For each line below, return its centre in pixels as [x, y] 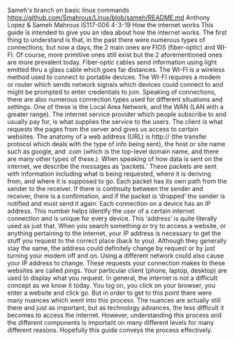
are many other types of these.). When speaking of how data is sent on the [115, 159]
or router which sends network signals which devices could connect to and [115, 84]
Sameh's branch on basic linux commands [68, 10]
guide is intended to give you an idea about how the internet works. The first [117, 32]
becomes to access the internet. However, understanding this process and [115, 315]
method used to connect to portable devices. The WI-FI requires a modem [114, 77]
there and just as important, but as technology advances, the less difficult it [116, 308]
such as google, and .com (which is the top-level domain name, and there [113, 151]
